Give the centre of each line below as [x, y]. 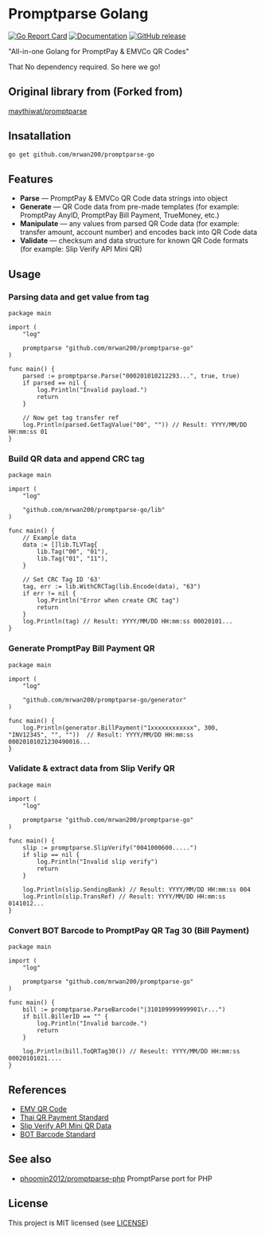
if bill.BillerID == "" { [66, 1017]
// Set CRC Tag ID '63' [62, 580]
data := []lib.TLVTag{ [60, 545]
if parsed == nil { [55, 383]
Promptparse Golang [78, 14]
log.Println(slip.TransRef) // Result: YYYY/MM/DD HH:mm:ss [124, 897]
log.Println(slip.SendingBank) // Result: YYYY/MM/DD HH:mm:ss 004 [136, 889]
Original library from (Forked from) [95, 92]
